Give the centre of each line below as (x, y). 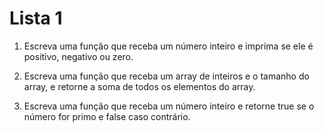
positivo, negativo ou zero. (78, 56)
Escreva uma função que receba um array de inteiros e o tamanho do (166, 76)
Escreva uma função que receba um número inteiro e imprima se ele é (168, 46)
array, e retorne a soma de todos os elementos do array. (139, 86)
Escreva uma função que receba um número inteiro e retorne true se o (169, 106)
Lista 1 (36, 18)
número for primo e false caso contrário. (107, 116)
